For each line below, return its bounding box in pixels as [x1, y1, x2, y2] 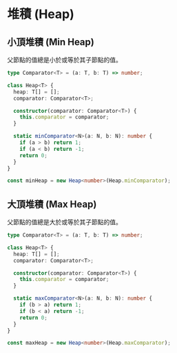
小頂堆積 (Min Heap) [7, 36, 94, 48]
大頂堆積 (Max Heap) [7, 198, 97, 210]
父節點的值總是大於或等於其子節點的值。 [7, 218, 122, 226]
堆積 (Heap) [7, 6, 74, 22]
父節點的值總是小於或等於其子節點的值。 [7, 56, 122, 64]
